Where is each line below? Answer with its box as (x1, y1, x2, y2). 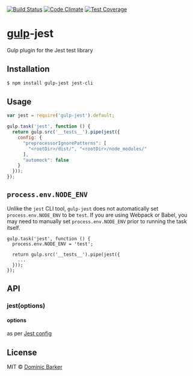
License (7, 347, 37, 357)
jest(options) (7, 301, 46, 310)
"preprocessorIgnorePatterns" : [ (22, 140, 107, 146)
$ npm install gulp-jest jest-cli (7, 80, 94, 86)
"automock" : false (22, 157, 69, 163)
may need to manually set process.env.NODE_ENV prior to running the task (7, 217, 187, 225)
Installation (7, 64, 50, 75)
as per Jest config (7, 330, 52, 337)
